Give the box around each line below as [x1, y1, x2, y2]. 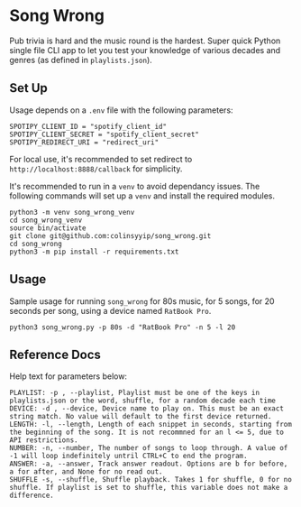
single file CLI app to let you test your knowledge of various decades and [9, 44, 281, 55]
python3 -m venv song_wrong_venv [9, 207, 135, 217]
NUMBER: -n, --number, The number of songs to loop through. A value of [9, 444, 288, 453]
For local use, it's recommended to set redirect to [9, 153, 193, 164]
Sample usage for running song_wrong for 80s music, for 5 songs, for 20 [9, 295, 275, 307]
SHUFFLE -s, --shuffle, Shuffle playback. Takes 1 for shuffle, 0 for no [9, 475, 293, 484]
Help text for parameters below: [9, 371, 128, 382]
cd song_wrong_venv [9, 216, 83, 225]
